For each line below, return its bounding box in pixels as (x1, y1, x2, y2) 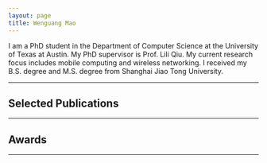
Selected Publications (8, 96, 119, 110)
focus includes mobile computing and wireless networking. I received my (8, 57, 248, 68)
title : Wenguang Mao (8, 19, 77, 27)
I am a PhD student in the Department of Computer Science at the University (8, 41, 259, 50)
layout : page (8, 11, 52, 20)
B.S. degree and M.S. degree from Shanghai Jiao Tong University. (8, 66, 224, 76)
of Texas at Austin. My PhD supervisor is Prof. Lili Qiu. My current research (8, 49, 253, 59)
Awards (8, 133, 48, 146)
